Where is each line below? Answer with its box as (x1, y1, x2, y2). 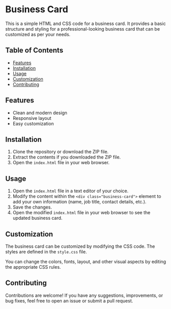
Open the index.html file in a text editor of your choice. (12, 188, 129, 194)
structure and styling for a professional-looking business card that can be (5, 25, 160, 32)
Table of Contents (5, 46, 64, 55)
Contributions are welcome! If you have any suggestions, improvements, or (5, 292, 163, 298)
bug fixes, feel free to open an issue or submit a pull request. (5, 297, 134, 304)
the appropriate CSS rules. (5, 264, 61, 270)
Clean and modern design (12, 110, 67, 116)
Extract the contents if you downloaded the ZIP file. (12, 154, 121, 160)
